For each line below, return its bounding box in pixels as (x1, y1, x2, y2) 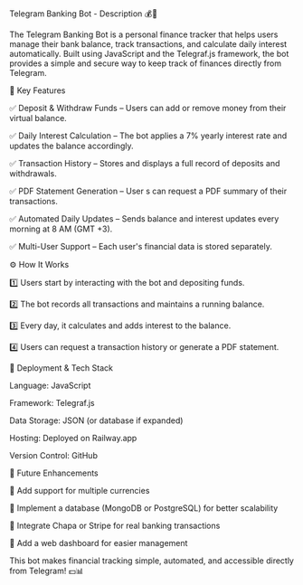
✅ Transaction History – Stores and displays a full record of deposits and (9, 158, 280, 168)
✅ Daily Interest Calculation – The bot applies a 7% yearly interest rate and (9, 130, 288, 141)
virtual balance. (9, 113, 68, 123)
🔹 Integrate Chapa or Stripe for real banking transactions (9, 520, 221, 531)
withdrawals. (9, 168, 57, 179)
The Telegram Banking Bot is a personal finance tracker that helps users (9, 29, 279, 40)
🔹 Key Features (9, 85, 66, 96)
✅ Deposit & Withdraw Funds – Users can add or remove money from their (9, 103, 287, 113)
